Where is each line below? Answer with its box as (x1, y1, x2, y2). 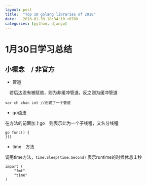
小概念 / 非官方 (5, 65, 55, 73)
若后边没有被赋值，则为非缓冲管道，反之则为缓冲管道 (9, 90, 117, 95)
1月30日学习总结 (5, 44, 73, 55)
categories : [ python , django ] (5, 21, 68, 26)
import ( (5, 164, 23, 169)
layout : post (5, 7, 32, 12)
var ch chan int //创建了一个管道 (5, 100, 71, 105)
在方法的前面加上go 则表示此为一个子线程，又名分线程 (5, 120, 118, 126)
